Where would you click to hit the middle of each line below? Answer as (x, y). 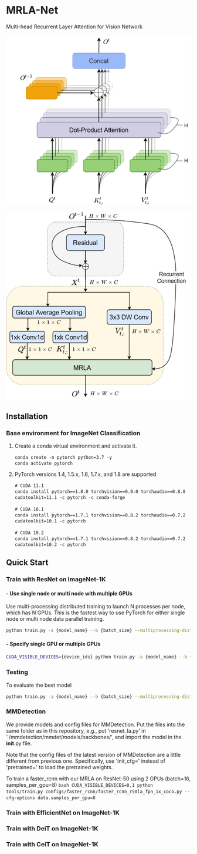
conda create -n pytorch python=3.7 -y (63, 457)
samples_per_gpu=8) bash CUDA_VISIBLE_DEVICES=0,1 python (80, 785)
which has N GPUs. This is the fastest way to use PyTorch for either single (96, 613)
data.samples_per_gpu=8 (66, 798)
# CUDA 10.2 (29, 533)
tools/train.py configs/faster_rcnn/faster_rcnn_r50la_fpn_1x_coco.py (94, 792)
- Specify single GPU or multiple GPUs (53, 644)
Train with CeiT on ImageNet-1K (52, 844)
